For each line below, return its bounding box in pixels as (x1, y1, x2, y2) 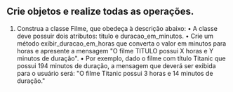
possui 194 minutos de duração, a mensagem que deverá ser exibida (16, 61, 216, 70)
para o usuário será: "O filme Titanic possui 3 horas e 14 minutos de (16, 69, 213, 77)
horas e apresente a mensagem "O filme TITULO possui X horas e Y (16, 46, 214, 55)
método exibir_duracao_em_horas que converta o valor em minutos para (16, 39, 227, 48)
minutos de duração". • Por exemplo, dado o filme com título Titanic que (16, 54, 226, 63)
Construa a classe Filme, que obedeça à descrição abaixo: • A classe (16, 24, 218, 32)
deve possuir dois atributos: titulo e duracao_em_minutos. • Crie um (16, 32, 214, 40)
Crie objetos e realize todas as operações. (6, 6, 194, 18)
